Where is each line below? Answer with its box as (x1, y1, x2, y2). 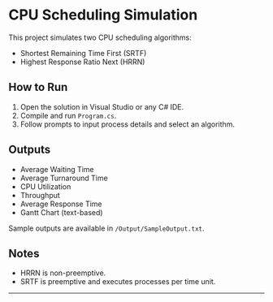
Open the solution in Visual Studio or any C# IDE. (19, 101, 184, 111)
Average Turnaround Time (19, 173, 108, 183)
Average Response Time (19, 199, 103, 209)
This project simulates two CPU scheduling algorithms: (8, 32, 193, 42)
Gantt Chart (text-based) (19, 207, 103, 217)
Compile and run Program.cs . (19, 110, 117, 120)
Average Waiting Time (19, 164, 95, 174)
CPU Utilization (19, 181, 71, 192)
